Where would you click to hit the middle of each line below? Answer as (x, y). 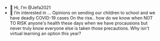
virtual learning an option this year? (45, 33)
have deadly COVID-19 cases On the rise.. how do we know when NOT (81, 18)
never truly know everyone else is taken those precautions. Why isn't (80, 28)
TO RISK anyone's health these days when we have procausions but (79, 23)
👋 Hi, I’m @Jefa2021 (30, 8)
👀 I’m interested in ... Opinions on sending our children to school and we (82, 13)
